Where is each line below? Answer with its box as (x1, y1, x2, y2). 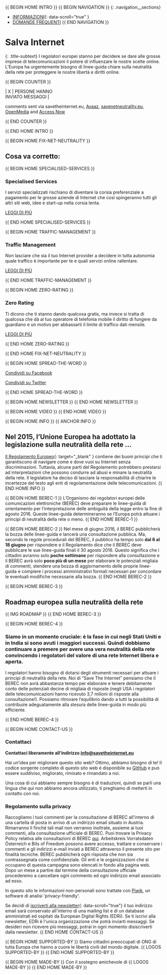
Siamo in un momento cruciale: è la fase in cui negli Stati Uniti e (5, 634, 162, 641)
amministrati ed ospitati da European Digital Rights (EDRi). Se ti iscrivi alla (5, 913, 156, 919)
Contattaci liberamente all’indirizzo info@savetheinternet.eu (5, 750, 134, 756)
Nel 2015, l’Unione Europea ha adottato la (5, 433, 136, 441)
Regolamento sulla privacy (5, 803, 71, 810)
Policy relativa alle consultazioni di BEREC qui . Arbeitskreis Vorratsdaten (5, 836, 154, 842)
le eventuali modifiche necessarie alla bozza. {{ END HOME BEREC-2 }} (5, 574, 152, 580)
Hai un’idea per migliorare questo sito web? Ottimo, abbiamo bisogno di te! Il (5, 759, 162, 765)
